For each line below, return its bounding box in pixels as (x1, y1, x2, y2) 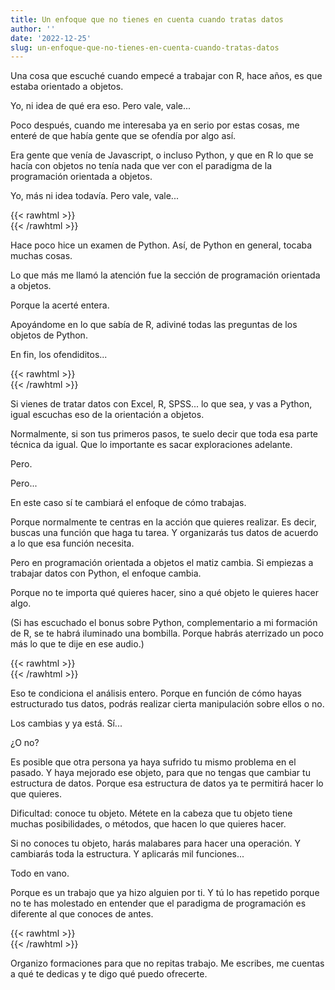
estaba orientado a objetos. (10, 81, 124, 93)
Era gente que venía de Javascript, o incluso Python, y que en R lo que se (10, 149, 314, 161)
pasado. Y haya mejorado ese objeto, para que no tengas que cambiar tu (10, 767, 311, 779)
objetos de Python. (10, 329, 88, 341)
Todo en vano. (10, 867, 70, 880)
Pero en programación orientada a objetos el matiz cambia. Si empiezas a (10, 557, 314, 569)
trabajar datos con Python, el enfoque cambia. (10, 567, 202, 580)
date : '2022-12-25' (10, 33, 92, 43)
